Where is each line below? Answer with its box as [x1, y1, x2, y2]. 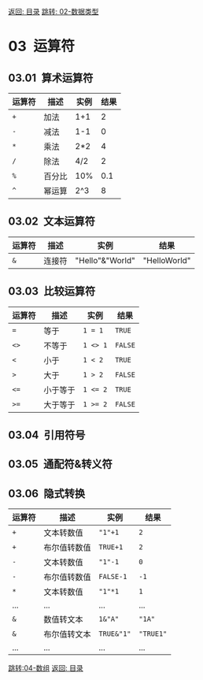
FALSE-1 [98, 572, 127, 582]
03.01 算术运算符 [8, 71, 94, 84]
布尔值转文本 [43, 629, 92, 640]
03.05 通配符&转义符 [8, 458, 113, 471]
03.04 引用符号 [8, 429, 86, 442]
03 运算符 [8, 38, 75, 55]
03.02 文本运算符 [8, 215, 96, 229]
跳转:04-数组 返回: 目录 [8, 663, 84, 673]
